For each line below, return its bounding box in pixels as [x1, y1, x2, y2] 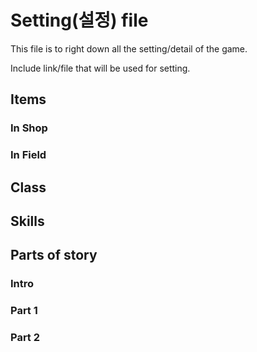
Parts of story [10, 247, 98, 264]
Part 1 [10, 304, 38, 318]
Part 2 [10, 331, 41, 345]
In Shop [10, 121, 48, 135]
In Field [10, 148, 47, 162]
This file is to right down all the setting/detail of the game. [10, 42, 248, 55]
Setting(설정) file [10, 9, 149, 32]
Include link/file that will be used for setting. [10, 62, 191, 74]
